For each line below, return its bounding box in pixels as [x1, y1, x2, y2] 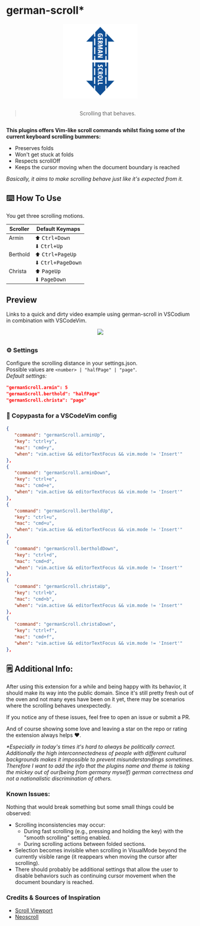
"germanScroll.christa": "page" [6, 397, 87, 404]
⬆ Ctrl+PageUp [35, 251, 76, 258]
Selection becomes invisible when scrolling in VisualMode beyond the [14, 846, 187, 854]
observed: [6, 809, 32, 817]
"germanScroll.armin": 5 [6, 385, 68, 391]
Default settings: [6, 372, 47, 380]
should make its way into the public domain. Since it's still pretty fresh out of [6, 689, 194, 696]
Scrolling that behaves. [79, 109, 136, 117]
